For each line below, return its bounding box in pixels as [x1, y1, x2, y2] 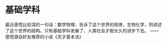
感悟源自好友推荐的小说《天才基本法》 [5, 34, 83, 40]
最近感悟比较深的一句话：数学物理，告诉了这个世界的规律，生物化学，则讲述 [5, 22, 162, 27]
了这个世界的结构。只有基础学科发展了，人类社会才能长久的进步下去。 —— [5, 27, 159, 33]
